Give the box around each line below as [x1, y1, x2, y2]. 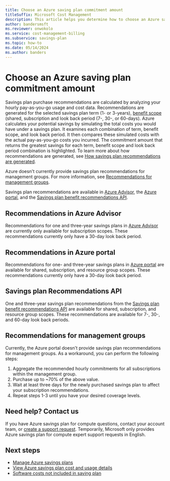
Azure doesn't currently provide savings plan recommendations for [5, 168, 145, 175]
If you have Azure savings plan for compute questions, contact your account [5, 421, 165, 427]
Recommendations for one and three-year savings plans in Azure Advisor [5, 223, 158, 229]
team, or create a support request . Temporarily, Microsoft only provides [5, 426, 154, 432]
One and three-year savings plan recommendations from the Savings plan [5, 300, 159, 306]
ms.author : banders [5, 50, 47, 55]
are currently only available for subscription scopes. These [5, 228, 128, 234]
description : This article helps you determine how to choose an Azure [5, 17, 159, 22]
